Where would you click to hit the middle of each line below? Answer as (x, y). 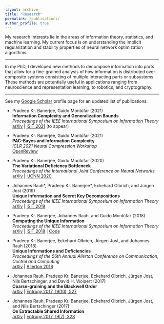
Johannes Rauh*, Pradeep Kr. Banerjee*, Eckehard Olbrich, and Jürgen (83, 186)
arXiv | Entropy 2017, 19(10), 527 (44, 292)
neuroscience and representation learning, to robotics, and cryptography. (79, 87)
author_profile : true (27, 23)
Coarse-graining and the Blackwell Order (55, 286)
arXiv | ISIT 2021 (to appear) (41, 126)
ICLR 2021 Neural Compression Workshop (54, 146)
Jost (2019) (24, 191)
